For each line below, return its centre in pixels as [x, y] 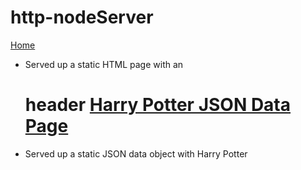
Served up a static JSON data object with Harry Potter [136, 153]
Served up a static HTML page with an [104, 64]
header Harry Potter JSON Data [158, 105]
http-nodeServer [82, 17]
